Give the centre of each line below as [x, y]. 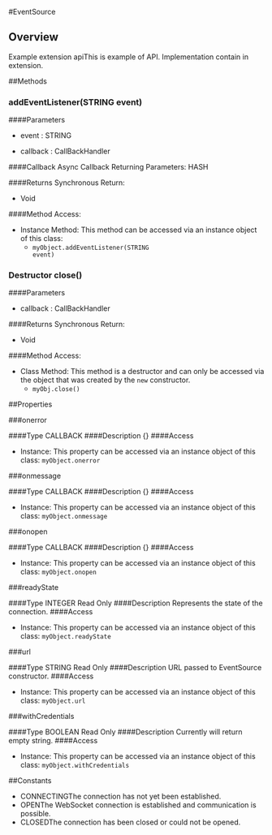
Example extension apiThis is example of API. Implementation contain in [129, 57]
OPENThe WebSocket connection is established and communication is [138, 805]
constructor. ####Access [51, 676]
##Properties [30, 404]
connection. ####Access [51, 612]
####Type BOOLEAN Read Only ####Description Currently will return [125, 732]
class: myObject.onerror [60, 460]
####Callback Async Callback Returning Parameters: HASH [108, 167]
